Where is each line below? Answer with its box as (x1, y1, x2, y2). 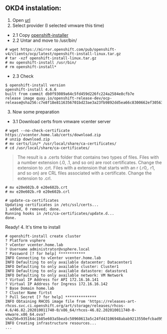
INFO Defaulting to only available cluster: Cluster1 (5, 264, 119, 269)
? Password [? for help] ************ (5, 251, 85, 256)
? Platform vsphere (5, 238, 46, 243)
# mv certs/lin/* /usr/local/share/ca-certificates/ (5, 141, 117, 146)
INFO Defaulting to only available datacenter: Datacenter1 (5, 259, 133, 265)
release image (5, 95, 35, 101)
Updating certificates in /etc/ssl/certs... (5, 202, 99, 207)
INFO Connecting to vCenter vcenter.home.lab (5, 255, 101, 260)
